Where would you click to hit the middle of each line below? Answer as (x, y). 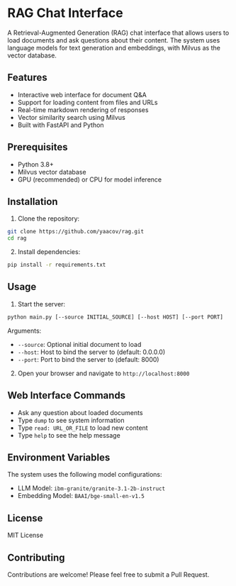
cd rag (17, 238)
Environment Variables (59, 457)
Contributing (36, 557)
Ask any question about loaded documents (80, 412)
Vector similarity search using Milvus (71, 117)
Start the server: (41, 304)
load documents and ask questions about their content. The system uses (114, 40)
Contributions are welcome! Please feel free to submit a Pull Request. (108, 574)
